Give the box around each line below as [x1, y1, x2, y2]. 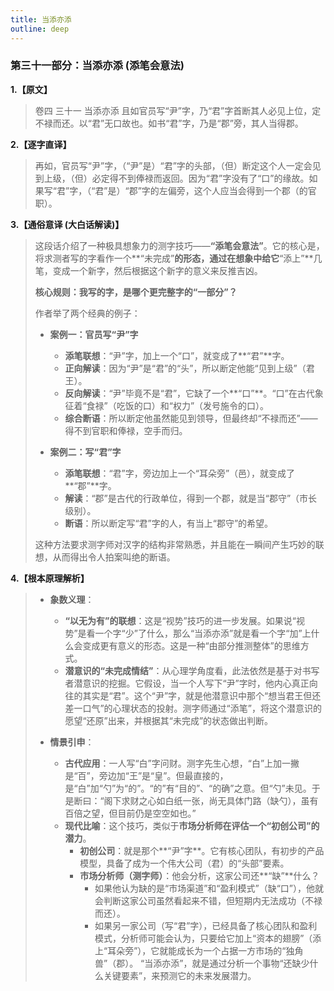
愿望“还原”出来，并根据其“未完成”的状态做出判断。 [64, 714, 274, 726]
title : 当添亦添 [10, 14, 72, 25]
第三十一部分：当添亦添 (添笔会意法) [10, 59, 185, 73]
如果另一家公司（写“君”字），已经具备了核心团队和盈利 [94, 919, 318, 931]
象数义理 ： [49, 593, 95, 605]
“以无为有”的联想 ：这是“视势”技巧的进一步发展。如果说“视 [64, 614, 305, 626]
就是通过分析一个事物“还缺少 [191, 957, 310, 969]
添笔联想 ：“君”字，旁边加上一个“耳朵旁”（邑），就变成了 [64, 467, 296, 479]
